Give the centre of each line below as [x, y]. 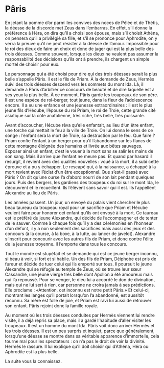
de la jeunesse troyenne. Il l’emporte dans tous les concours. [66, 244]
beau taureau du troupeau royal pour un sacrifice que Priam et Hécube [76, 208]
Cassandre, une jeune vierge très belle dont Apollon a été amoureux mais [79, 274]
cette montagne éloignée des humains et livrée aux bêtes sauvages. [74, 146]
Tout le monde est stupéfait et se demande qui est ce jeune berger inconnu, [82, 253]
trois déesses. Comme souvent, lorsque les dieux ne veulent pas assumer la [82, 54]
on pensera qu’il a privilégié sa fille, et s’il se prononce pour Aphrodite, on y [81, 38]
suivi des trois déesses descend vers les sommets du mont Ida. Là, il [74, 84]
